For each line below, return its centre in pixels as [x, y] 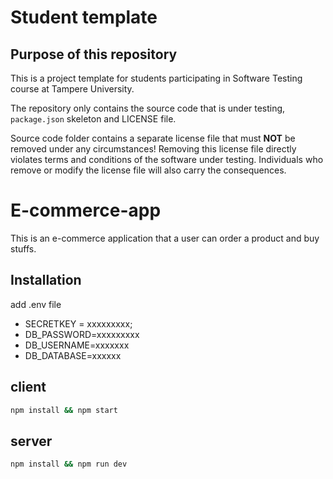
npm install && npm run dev [69, 464]
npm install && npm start [64, 410]
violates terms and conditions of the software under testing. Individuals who [167, 159]
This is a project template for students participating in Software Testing [156, 78]
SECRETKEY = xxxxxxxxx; [78, 323]
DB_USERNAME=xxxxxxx [77, 345]
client [28, 387]
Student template [84, 17]
